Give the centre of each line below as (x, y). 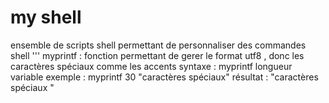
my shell (46, 17)
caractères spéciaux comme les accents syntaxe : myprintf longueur (151, 66)
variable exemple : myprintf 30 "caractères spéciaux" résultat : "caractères (164, 77)
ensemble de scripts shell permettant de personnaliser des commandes (158, 45)
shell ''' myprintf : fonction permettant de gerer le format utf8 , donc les (157, 55)
